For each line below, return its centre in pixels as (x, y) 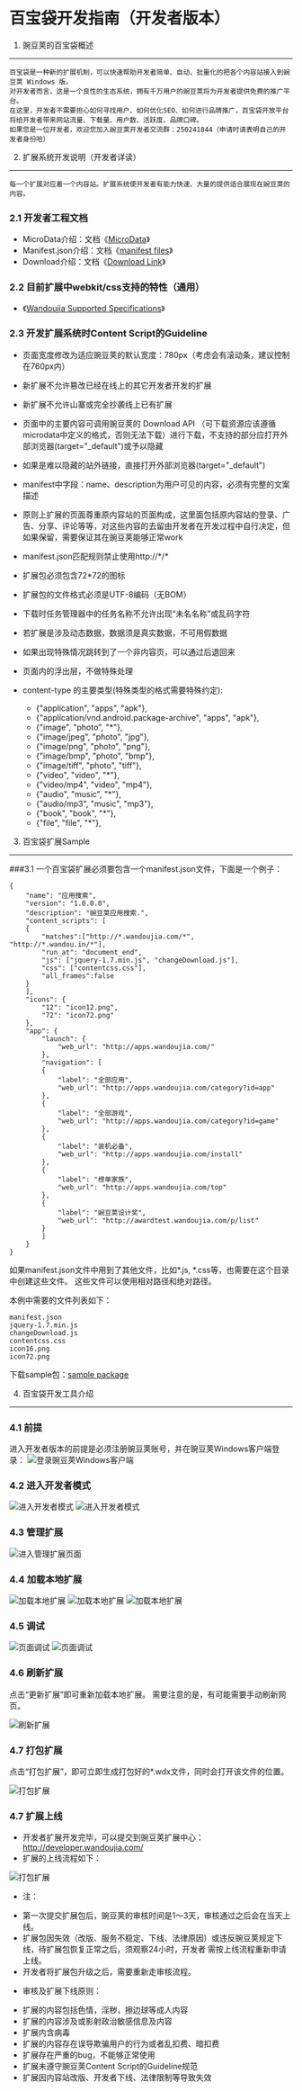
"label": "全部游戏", (95, 1113)
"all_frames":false (78, 976)
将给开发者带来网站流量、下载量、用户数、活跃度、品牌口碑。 (107, 120)
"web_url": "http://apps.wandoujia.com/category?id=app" (166, 1088)
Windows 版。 (49, 82)
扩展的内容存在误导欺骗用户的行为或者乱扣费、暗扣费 (121, 2044)
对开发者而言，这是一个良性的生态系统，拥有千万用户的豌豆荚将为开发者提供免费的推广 (147, 91)
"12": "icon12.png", (80, 1007)
